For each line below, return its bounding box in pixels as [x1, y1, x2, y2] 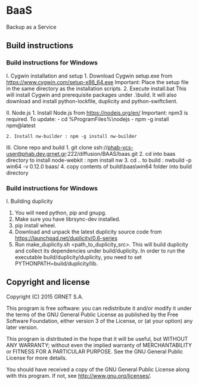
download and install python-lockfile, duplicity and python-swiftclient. [6, 97, 178, 104]
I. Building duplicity [6, 198, 54, 205]
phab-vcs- [107, 144, 134, 151]
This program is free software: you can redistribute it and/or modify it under [6, 304, 192, 312]
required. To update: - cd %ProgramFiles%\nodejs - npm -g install [6, 115, 169, 122]
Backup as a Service [6, 23, 57, 30]
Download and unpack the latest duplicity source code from [14, 228, 162, 235]
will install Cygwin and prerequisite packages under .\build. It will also [6, 91, 177, 98]
